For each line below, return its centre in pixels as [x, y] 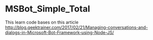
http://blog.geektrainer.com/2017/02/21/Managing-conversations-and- [76, 27]
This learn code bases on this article [42, 22]
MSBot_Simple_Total [48, 9]
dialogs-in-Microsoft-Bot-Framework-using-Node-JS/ [60, 32]
